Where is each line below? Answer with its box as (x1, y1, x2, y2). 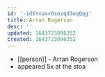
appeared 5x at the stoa (17, 62, 86, 71)
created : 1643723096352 (7, 36, 76, 43)
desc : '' (7, 23, 33, 30)
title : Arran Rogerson (7, 17, 73, 24)
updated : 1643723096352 (7, 29, 76, 37)
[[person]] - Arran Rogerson (17, 55, 99, 63)
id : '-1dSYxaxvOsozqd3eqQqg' (7, 10, 92, 17)
